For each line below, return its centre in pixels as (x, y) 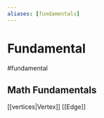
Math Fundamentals (52, 90)
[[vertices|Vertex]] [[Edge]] (47, 107)
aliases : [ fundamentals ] (44, 14)
